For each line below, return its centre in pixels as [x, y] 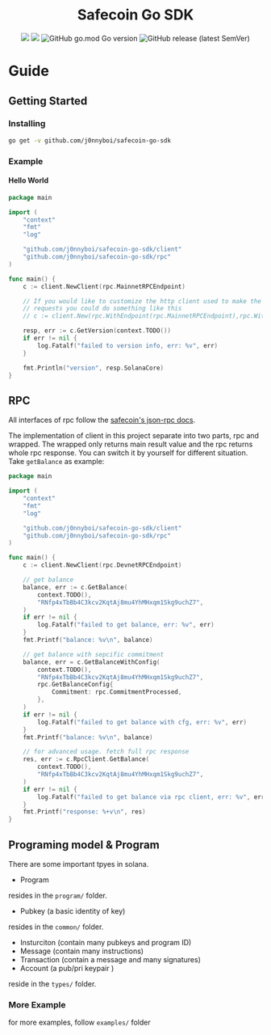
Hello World [29, 180]
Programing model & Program [84, 845]
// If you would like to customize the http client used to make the [142, 301]
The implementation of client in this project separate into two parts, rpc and [134, 436]
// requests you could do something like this [102, 309]
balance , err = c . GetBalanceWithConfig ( [92, 662]
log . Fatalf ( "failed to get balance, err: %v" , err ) [126, 625]
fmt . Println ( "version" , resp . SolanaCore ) [93, 368]
